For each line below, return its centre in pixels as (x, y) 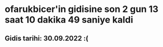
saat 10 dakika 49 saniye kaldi (69, 20)
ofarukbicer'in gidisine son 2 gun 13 (82, 9)
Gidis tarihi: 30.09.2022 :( (47, 38)
